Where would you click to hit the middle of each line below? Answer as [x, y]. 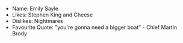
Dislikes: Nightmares [37, 21]
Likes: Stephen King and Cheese [52, 15]
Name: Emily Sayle [35, 9]
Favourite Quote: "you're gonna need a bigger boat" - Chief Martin [95, 27]
